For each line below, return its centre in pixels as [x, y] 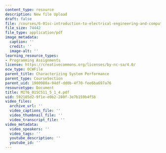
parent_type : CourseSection [34, 78]
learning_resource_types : [32, 56]
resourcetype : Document [30, 88]
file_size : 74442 [23, 28]
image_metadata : [22, 38]
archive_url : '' [26, 106]
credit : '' [21, 46]
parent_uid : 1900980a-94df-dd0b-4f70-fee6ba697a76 [58, 83]
